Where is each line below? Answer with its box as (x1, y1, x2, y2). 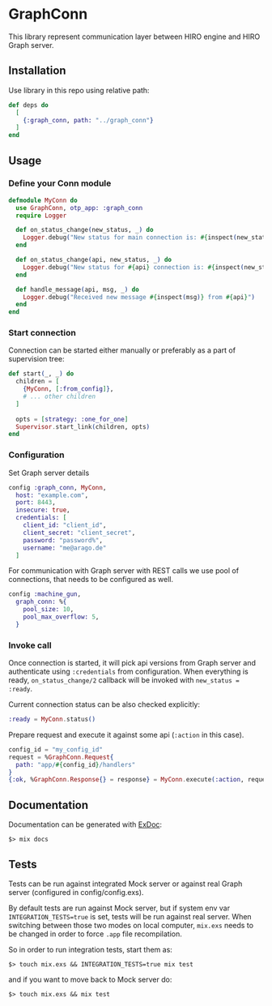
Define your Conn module (8, 178, 112, 189)
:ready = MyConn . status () (8, 715, 96, 724)
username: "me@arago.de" (23, 544, 107, 552)
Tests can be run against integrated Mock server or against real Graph (8, 879, 243, 888)
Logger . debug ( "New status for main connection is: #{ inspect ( (23, 233, 237, 242)
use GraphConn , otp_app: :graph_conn (15, 203, 143, 212)
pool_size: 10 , (23, 606, 74, 614)
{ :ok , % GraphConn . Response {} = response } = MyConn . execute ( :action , (8, 776, 244, 784)
